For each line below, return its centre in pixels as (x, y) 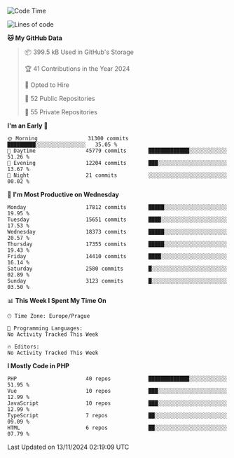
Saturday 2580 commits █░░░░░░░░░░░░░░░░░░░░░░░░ (117, 269)
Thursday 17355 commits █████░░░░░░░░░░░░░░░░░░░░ (117, 244)
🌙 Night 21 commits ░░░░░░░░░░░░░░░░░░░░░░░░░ (117, 175)
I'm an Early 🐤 (28, 126)
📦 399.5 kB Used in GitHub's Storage (79, 52)
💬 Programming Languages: (45, 328)
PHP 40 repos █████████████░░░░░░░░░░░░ (117, 379)
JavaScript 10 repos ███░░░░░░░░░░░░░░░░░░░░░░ (117, 403)
